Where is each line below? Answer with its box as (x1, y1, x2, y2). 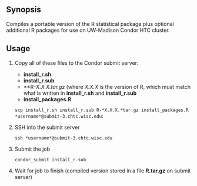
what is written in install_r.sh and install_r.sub (23, 89, 137, 97)
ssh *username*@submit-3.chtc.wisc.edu (14, 135, 113, 141)
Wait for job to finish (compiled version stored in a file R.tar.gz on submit (14, 167, 191, 174)
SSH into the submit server (14, 124, 80, 131)
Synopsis (6, 5, 41, 15)
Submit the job (14, 145, 51, 152)
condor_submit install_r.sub (14, 157, 86, 162)
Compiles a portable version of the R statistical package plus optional (6, 20, 175, 27)
